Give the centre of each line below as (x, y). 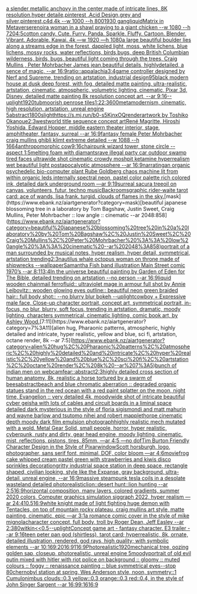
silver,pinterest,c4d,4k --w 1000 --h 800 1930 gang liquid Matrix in (85, 21)
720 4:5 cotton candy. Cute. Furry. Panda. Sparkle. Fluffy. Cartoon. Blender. (96, 34)
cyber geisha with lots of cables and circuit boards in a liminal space (89, 403)
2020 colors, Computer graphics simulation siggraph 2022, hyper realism (95, 497)
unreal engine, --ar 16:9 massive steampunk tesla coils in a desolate (104, 478)
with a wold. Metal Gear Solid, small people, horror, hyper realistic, (86, 428)
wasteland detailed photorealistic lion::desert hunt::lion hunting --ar (87, 484)
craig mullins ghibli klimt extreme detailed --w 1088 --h (73, 140)
